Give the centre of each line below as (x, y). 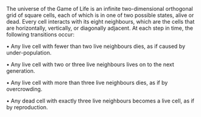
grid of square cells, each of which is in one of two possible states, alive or (100, 15)
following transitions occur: (41, 35)
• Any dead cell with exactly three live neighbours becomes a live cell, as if (100, 101)
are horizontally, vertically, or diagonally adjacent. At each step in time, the (100, 28)
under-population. (29, 53)
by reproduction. (27, 107)
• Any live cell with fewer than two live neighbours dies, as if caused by (96, 46)
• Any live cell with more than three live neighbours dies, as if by (87, 82)
